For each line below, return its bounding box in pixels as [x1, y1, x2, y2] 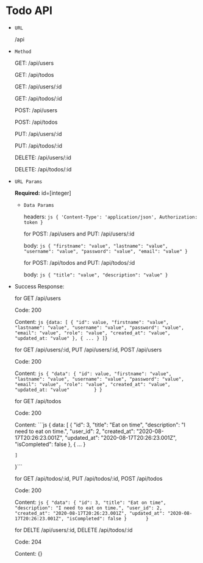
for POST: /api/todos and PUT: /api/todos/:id [23, 259, 135, 266]
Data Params [23, 202, 54, 208]
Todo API [5, 4, 53, 18]
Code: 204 [14, 538, 42, 545]
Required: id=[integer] [14, 189, 71, 196]
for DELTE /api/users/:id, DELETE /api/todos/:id [14, 526, 133, 534]
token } [23, 219, 43, 226]
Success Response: [14, 282, 65, 290]
